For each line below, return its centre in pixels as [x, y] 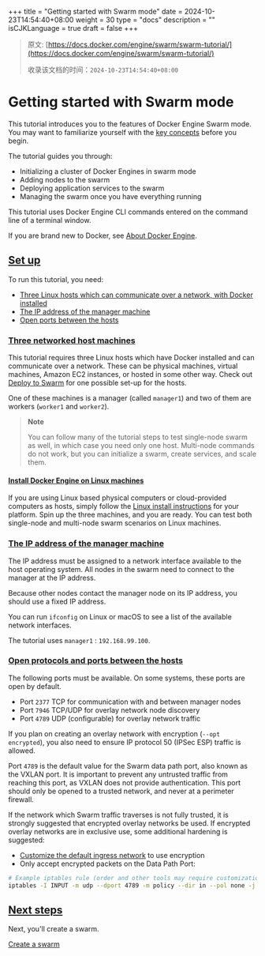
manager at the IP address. [52, 578]
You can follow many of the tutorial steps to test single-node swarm [138, 437]
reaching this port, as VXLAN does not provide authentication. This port [125, 782]
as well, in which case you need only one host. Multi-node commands [141, 446]
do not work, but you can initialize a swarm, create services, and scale [142, 454]
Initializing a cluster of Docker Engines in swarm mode [108, 171]
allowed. [22, 751]
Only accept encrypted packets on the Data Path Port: [107, 864]
